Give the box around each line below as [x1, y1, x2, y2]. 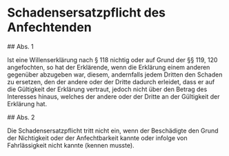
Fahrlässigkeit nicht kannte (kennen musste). [7, 141, 135, 149]
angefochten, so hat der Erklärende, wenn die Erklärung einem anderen [7, 63, 210, 71]
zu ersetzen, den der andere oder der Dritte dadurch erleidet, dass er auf [7, 77, 215, 86]
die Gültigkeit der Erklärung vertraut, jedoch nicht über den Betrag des [7, 85, 208, 93]
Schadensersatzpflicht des [7, 5, 166, 21]
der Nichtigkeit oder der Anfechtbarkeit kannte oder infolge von [7, 133, 188, 142]
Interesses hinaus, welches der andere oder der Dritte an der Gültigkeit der [7, 92, 220, 101]
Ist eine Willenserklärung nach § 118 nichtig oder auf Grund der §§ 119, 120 [7, 55, 218, 64]
